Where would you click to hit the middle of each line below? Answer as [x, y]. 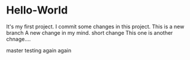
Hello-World [37, 10]
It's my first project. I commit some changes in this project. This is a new [95, 26]
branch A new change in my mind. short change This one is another [90, 32]
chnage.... [19, 39]
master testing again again [39, 50]
